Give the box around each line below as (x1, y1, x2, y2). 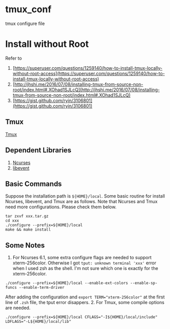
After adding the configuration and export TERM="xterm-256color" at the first (5, 294, 165, 300)
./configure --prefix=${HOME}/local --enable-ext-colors (5, 281, 128, 286)
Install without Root (5, 38, 89, 50)
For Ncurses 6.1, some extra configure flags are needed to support (12, 255, 152, 261)
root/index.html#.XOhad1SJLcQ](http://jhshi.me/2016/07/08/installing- (12, 87, 160, 93)
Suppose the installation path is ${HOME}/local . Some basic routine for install (5, 193, 165, 199)
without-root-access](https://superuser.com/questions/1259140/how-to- (12, 70, 165, 76)
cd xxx (5, 218, 19, 224)
